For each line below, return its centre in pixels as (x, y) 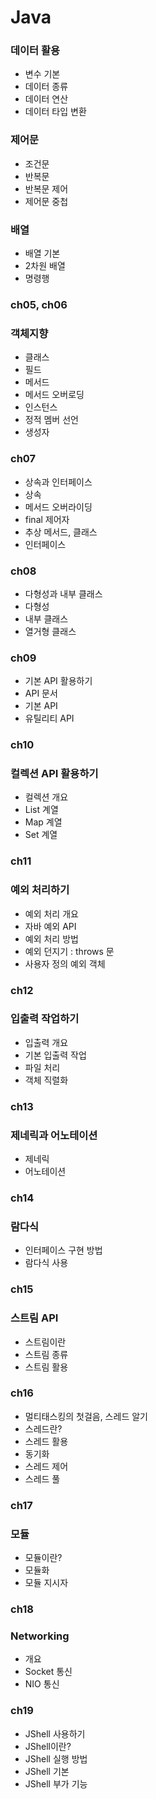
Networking (40, 1636)
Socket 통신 (48, 1672)
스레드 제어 (46, 1466)
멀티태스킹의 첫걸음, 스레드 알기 (86, 1416)
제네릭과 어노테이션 (54, 1135)
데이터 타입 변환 (55, 112)
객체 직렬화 (46, 1080)
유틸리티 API (49, 718)
